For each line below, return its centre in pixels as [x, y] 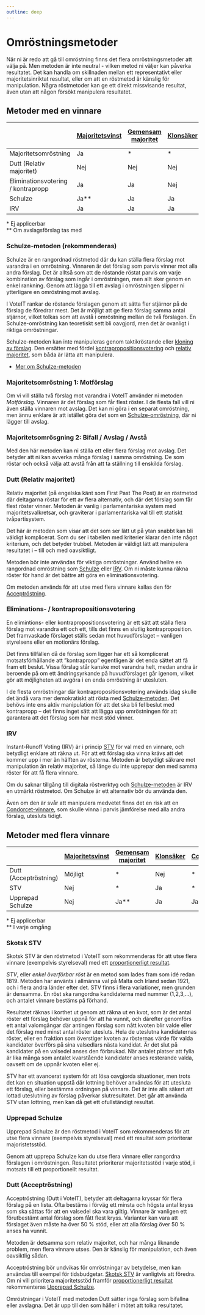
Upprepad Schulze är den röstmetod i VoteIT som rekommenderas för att [98, 1131]
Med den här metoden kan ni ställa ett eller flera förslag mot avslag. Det [96, 451]
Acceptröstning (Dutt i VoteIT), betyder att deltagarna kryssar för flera [94, 1198]
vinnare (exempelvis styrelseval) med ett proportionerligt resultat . [88, 963]
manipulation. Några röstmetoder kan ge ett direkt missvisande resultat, [96, 85]
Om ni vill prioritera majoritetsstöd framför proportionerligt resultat [89, 1280]
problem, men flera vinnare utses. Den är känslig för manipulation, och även [102, 1249]
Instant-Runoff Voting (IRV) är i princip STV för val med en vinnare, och [95, 747]
